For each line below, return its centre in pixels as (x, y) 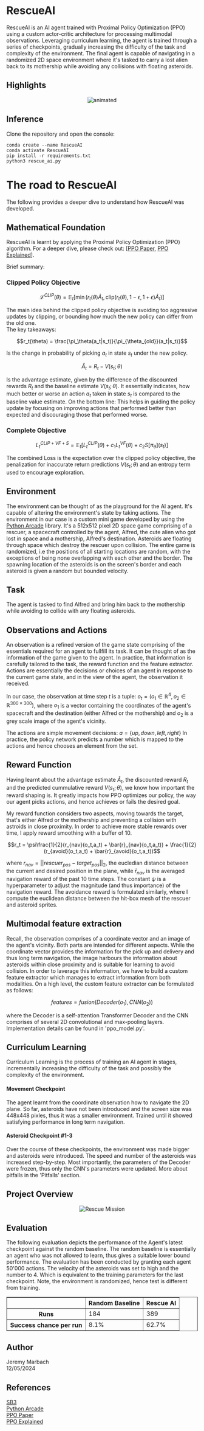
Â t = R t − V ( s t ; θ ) (102, 367)
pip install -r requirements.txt (49, 156)
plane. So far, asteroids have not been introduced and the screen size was (99, 1109)
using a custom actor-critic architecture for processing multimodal (89, 33)
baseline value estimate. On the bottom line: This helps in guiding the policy (101, 402)
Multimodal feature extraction (64, 924)
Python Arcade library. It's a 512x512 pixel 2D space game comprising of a (99, 525)
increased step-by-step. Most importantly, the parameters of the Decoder (99, 1162)
